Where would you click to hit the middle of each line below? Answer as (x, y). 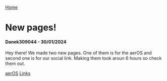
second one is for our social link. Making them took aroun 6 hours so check (83, 58)
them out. (15, 64)
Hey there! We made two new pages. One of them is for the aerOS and (79, 53)
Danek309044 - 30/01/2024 (36, 42)
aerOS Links (18, 73)
